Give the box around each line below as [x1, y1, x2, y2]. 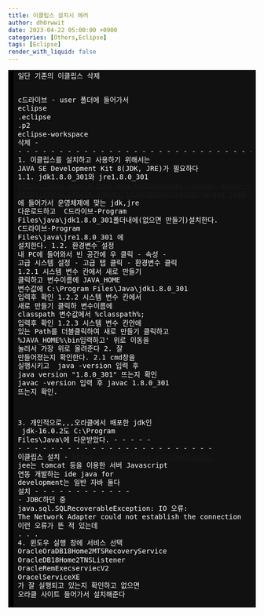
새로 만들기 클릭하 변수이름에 [17, 301, 113, 310]
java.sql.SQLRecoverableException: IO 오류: [17, 504, 189, 512]
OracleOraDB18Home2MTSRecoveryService [17, 547, 167, 556]
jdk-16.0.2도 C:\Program [21, 427, 115, 436]
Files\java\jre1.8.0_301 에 [17, 232, 124, 242]
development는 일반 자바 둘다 [17, 478, 120, 487]
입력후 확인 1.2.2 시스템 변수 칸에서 [17, 293, 142, 302]
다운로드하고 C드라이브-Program [17, 207, 127, 216]
